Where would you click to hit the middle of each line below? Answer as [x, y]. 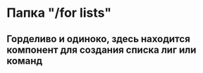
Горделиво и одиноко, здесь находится [99, 39]
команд [25, 61]
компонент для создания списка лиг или [101, 49]
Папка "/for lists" [59, 13]
